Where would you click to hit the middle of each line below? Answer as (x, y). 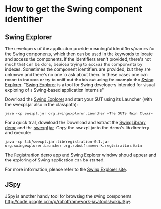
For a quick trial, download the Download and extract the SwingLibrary (76, 122)
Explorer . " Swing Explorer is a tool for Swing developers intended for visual (80, 85)
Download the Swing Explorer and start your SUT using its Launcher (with (79, 99)
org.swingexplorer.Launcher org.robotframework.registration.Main (73, 146)
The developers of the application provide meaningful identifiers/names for (80, 49)
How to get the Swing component (73, 9)
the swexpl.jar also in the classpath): (41, 104)
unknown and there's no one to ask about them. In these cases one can (76, 74)
